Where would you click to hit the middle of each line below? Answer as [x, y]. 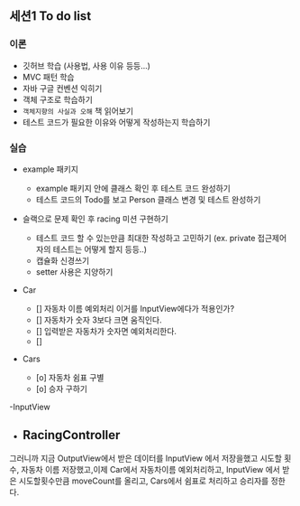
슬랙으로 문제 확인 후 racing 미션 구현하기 [95, 219]
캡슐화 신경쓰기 [63, 260]
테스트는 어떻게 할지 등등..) [100, 249]
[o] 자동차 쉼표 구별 [70, 377]
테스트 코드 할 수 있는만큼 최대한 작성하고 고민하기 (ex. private [145, 238]
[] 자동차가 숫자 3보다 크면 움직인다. [99, 320]
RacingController [71, 435]
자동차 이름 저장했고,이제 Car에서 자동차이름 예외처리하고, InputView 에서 [151, 469]
